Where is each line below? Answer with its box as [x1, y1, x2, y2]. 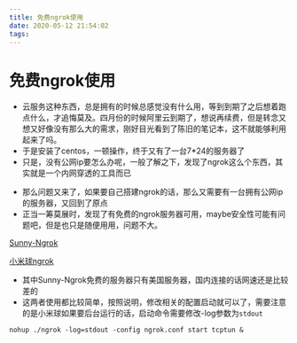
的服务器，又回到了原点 [21, 198, 108, 208]
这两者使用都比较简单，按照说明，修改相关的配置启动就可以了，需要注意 [21, 297, 286, 308]
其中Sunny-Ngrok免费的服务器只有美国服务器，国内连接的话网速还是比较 [21, 275, 289, 285]
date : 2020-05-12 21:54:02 [9, 21, 109, 30]
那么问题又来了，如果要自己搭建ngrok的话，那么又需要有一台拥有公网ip [21, 187, 284, 198]
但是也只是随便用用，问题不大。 [45, 220, 162, 230]
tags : [9, 29, 29, 38]
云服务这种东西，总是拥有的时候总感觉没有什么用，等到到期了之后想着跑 [21, 101, 286, 112]
